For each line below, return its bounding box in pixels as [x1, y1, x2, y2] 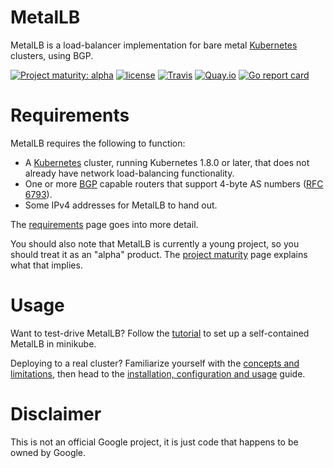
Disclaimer [10, 403, 102, 425]
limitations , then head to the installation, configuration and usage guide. [10, 367, 306, 380]
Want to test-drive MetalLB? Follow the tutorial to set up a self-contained [10, 327, 310, 339]
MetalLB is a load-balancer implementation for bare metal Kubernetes [10, 39, 298, 51]
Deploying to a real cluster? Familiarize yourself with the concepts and [10, 357, 300, 369]
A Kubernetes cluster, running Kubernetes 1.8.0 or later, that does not [24, 156, 310, 168]
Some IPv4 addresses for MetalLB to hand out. [24, 199, 218, 211]
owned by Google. [10, 446, 87, 458]
